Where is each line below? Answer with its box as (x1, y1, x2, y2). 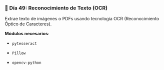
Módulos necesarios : (4, 31, 49, 37)
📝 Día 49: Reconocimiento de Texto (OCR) (4, 4, 108, 11)
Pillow (11, 51, 26, 56)
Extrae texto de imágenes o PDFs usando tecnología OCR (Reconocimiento (4, 16, 159, 22)
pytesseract (11, 41, 37, 46)
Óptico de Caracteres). (4, 21, 52, 27)
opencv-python (11, 61, 41, 66)
